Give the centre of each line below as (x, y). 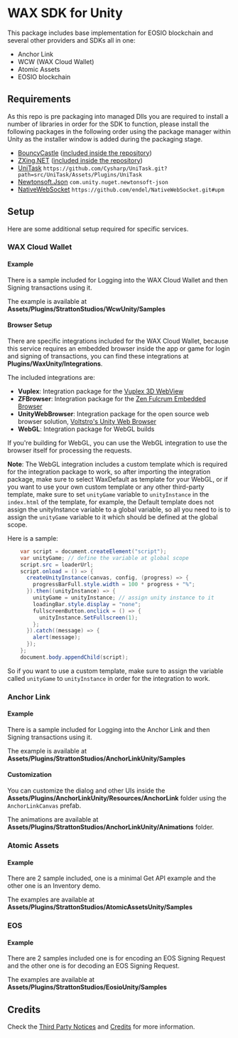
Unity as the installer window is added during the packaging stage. (105, 139)
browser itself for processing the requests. (70, 450)
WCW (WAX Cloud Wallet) (56, 61)
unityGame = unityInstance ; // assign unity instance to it (124, 598)
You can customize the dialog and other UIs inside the (86, 790)
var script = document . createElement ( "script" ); (93, 551)
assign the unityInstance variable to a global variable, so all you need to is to (119, 509)
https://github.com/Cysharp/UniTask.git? (105, 169)
